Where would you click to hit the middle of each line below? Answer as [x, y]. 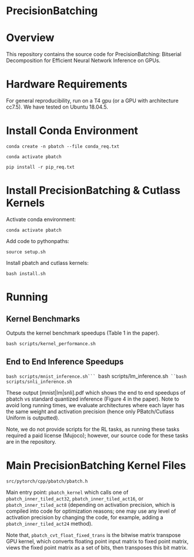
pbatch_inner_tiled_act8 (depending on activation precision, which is [91, 504]
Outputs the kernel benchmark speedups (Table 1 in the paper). [83, 333]
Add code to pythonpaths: [38, 241]
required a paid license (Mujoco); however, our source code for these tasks [97, 435]
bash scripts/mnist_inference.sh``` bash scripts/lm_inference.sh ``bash [96, 376]
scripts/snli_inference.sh [39, 382]
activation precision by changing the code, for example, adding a [85, 517]
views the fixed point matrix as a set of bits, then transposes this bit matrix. [97, 548]
